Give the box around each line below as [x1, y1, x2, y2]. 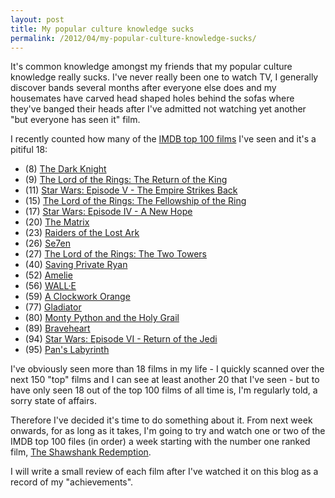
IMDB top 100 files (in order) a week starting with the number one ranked [10, 436, 311, 448]
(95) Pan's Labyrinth [24, 344, 110, 356]
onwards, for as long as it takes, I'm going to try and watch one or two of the [10, 425, 326, 437]
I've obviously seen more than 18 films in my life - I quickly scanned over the [10, 363, 325, 375]
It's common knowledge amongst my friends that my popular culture [10, 61, 293, 73]
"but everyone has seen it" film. [10, 114, 141, 126]
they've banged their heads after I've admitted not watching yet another [10, 103, 307, 115]
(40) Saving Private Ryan [24, 259, 128, 271]
